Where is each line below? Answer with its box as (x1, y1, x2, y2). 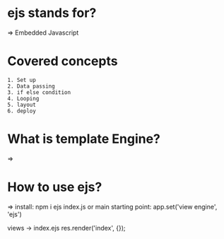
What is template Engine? (7, 131, 161, 147)
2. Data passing (7, 83, 55, 90)
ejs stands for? (7, 5, 97, 21)
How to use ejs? (7, 179, 102, 195)
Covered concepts (7, 53, 118, 69)
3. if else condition (7, 88, 71, 96)
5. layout (7, 101, 37, 108)
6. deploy (7, 107, 37, 115)
